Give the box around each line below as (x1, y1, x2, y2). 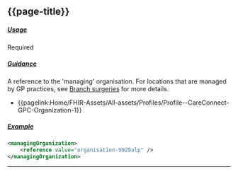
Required (7, 43, 34, 52)
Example (7, 122, 34, 130)
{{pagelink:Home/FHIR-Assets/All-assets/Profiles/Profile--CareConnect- (17, 98, 229, 107)
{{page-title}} (7, 6, 70, 18)
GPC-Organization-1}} (17, 106, 83, 115)
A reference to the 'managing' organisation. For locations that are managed (7, 77, 227, 86)
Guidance (7, 59, 37, 68)
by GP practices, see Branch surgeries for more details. (7, 85, 169, 93)
